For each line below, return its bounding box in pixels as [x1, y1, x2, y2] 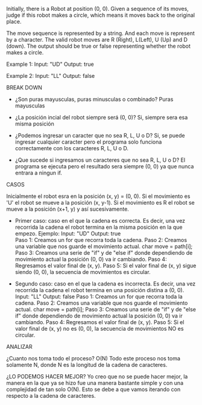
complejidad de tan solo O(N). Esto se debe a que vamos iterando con [6, 386, 181, 393]
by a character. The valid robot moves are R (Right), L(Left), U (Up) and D [6, 36, 188, 43]
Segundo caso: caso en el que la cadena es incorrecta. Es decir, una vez [14, 280, 196, 287]
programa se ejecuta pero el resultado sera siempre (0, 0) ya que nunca [14, 163, 194, 170]
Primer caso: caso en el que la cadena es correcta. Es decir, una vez [14, 217, 186, 224]
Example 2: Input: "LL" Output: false [6, 72, 95, 79]
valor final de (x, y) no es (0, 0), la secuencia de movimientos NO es [14, 325, 184, 332]
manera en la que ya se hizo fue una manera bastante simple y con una [6, 380, 184, 386]
